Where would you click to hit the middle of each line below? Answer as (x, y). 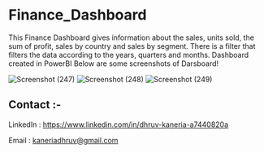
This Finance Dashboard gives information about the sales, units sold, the (131, 37)
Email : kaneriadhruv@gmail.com (63, 140)
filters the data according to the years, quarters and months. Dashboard (129, 55)
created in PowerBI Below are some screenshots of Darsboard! (114, 63)
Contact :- (35, 105)
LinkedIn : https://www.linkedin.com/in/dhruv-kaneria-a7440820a (119, 125)
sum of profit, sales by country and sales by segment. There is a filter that (132, 46)
